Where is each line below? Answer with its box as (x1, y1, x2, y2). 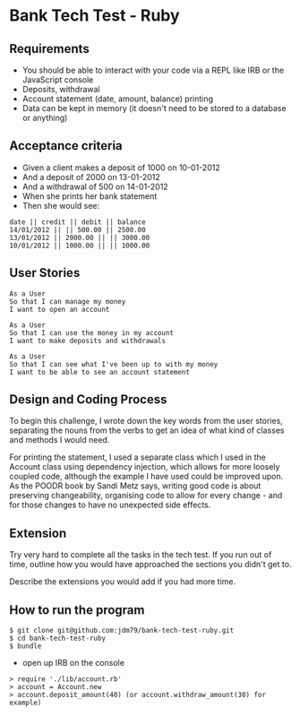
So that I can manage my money (9, 297, 126, 306)
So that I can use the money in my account (9, 328, 175, 337)
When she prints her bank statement (21, 190, 158, 202)
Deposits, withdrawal (21, 84, 100, 94)
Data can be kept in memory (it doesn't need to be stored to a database (21, 103, 287, 113)
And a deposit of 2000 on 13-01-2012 (21, 171, 161, 182)
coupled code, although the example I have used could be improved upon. (9, 471, 284, 482)
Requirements (9, 41, 90, 56)
